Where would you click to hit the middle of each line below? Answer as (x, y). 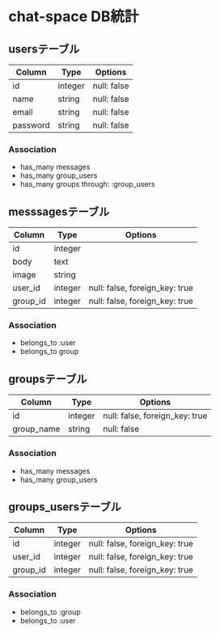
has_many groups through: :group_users (87, 184)
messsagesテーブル (59, 211)
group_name (36, 429)
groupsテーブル (48, 379)
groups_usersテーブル (65, 506)
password (31, 125)
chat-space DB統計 (74, 17)
